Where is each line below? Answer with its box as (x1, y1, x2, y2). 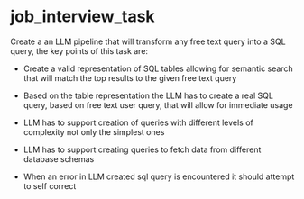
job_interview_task (10, 6, 156, 27)
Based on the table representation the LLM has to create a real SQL (23, 90, 274, 101)
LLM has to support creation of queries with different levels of (23, 117, 253, 128)
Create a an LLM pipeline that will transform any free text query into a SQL (10, 36, 287, 47)
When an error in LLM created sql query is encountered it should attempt (23, 171, 295, 182)
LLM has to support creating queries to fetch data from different (23, 144, 262, 155)
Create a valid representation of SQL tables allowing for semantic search (23, 63, 293, 74)
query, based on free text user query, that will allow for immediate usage (23, 99, 293, 110)
